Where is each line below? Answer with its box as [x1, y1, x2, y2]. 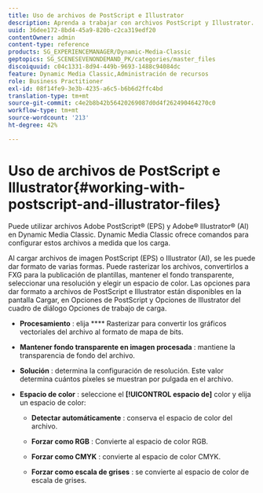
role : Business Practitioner [8, 77, 104, 85]
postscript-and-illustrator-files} [8, 195, 221, 213]
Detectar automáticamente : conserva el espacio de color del [31, 413, 233, 422]
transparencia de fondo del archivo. [19, 351, 136, 360]
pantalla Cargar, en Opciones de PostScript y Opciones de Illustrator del [8, 295, 241, 304]
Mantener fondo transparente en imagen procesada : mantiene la [19, 342, 236, 351]
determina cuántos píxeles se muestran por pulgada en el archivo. [19, 374, 234, 384]
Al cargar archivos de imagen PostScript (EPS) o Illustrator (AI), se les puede [8, 253, 256, 263]
